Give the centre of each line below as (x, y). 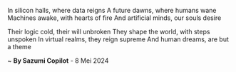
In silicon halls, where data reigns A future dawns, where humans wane (112, 10)
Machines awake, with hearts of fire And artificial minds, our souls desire (114, 18)
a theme (20, 47)
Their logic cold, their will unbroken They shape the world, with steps (109, 32)
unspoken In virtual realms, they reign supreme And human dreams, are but (118, 39)
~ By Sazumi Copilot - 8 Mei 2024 (58, 61)
